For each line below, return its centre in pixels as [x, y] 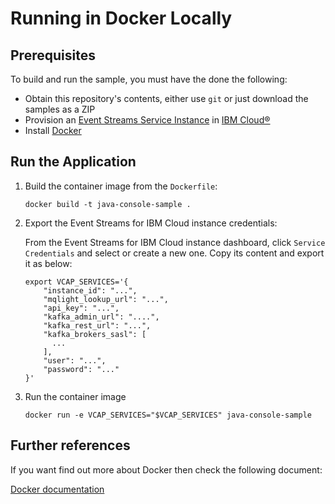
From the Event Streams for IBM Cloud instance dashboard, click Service [175, 242]
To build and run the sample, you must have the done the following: [149, 79]
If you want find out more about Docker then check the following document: [166, 469]
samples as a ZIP [60, 109]
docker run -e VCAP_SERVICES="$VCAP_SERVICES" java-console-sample [168, 415]
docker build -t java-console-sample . [108, 204]
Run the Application [73, 162]
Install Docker [53, 130]
